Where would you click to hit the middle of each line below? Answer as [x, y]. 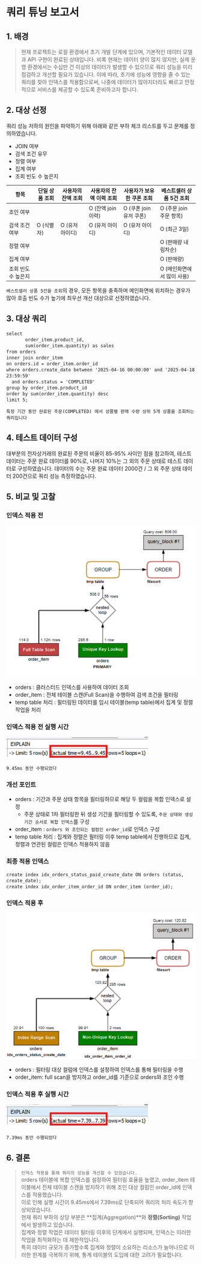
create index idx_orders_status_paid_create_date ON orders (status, [95, 875]
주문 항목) [172, 215]
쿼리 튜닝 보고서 [43, 12]
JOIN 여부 [27, 146]
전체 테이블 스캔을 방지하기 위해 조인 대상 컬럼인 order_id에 [112, 1187]
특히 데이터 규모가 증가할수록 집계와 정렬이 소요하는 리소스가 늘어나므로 [104, 1247]
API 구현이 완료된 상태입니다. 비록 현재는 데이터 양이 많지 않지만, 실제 [109, 60]
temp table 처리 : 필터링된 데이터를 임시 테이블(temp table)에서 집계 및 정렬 [104, 702]
